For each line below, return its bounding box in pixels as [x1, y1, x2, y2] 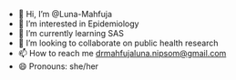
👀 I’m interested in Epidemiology [17, 18, 139, 29]
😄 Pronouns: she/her [17, 61, 98, 72]
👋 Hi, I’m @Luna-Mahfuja [17, 9, 112, 19]
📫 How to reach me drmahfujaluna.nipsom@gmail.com [17, 48, 227, 58]
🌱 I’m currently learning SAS [17, 28, 125, 38]
